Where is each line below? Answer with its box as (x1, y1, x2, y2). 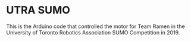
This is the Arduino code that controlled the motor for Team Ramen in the (6, 23, 186, 30)
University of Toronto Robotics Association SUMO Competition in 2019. (6, 29, 180, 36)
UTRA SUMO (6, 3, 70, 17)
